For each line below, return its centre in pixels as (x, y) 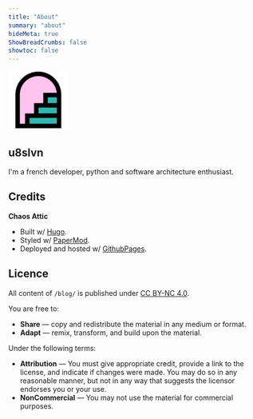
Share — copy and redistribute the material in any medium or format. (133, 324)
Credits (27, 197)
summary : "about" (37, 25)
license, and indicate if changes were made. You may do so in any (128, 372)
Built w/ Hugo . (43, 231)
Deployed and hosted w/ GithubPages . (83, 249)
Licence (29, 274)
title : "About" (34, 17)
